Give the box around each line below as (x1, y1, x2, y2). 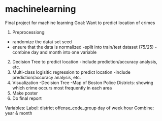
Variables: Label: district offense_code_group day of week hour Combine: (5, 105, 154, 111)
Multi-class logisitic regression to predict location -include (12, 69, 130, 75)
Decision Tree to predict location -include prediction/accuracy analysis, (12, 59, 158, 64)
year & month (5, 110, 32, 116)
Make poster (12, 90, 38, 96)
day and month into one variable (31, 49, 97, 55)
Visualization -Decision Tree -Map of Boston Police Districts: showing (12, 80, 154, 86)
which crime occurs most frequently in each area (12, 85, 112, 91)
